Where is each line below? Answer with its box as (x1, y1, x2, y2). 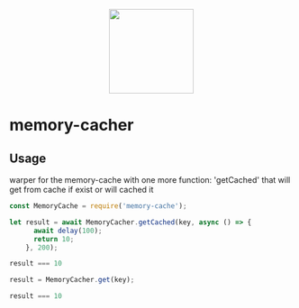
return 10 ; (32, 234, 75, 243)
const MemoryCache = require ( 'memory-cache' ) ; (9, 202, 187, 211)
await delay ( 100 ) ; (32, 226, 103, 235)
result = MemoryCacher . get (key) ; (9, 276, 135, 285)
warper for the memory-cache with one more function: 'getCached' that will (9, 175, 291, 185)
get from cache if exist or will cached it (9, 185, 154, 195)
